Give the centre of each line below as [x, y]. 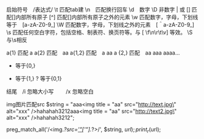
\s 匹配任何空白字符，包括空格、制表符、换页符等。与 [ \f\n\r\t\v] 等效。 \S [100, 32]
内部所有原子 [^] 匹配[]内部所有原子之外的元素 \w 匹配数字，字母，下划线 [107, 17]
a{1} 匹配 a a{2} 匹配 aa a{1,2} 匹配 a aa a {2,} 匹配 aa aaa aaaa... [93, 53]
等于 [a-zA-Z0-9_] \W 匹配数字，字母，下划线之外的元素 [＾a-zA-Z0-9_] [100, 25]
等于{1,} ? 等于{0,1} [38, 79]
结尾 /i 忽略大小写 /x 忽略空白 [50, 91]
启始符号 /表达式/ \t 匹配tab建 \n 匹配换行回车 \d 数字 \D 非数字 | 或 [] [98, 9]
